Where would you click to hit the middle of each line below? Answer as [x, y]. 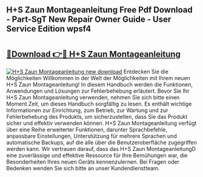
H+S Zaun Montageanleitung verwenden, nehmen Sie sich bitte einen [93, 97]
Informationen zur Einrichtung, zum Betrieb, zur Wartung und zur [87, 110]
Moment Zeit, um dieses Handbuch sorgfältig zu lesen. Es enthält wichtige [99, 104]
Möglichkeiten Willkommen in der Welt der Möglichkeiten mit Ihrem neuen [98, 78]
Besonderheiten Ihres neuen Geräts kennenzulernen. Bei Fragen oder [93, 162]
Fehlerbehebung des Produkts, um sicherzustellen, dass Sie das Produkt [97, 117]
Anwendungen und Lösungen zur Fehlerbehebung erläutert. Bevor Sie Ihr [98, 91]
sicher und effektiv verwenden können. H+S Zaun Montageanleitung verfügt [101, 123]
